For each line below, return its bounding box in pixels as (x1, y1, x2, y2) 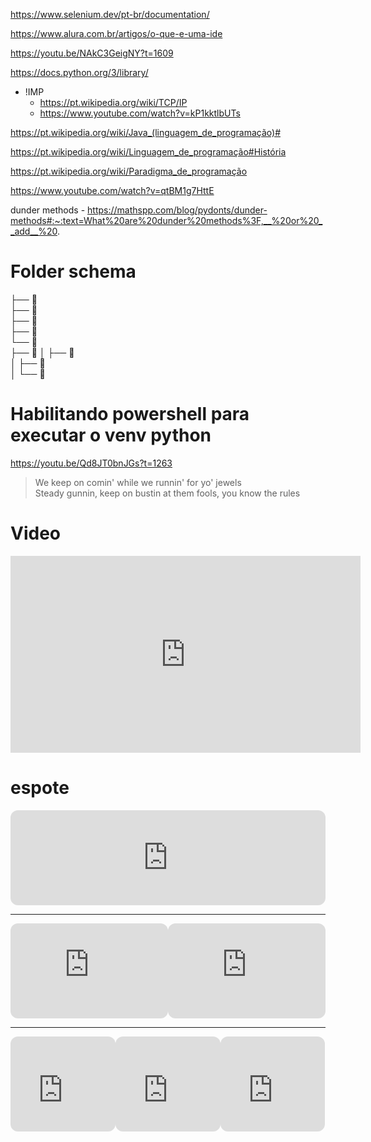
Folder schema (10, 260, 137, 283)
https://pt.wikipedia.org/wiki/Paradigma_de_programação (10, 165, 248, 177)
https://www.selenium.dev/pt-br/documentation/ (10, 9, 210, 20)
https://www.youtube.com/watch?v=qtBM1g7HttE (10, 185, 215, 196)
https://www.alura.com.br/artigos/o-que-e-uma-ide (10, 28, 223, 39)
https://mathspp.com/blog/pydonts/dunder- (87, 204, 268, 216)
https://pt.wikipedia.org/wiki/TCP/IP (39, 97, 188, 108)
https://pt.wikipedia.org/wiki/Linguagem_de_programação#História (10, 146, 287, 158)
